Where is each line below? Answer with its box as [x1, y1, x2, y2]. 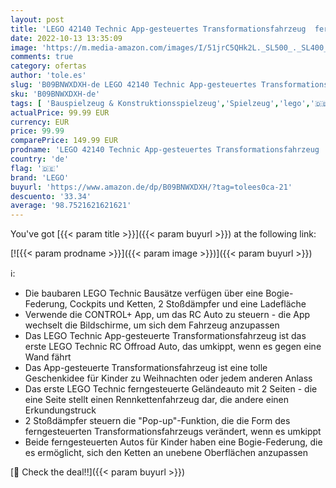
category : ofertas [10, 61, 87, 71]
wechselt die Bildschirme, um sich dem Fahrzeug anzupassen [24, 319, 280, 331]
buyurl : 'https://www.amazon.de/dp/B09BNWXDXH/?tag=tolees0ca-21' [10, 182, 293, 192]
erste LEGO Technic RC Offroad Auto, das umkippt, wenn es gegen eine [24, 341, 322, 353]
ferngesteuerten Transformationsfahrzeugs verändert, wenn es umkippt [24, 426, 322, 438]
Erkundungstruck [24, 404, 97, 416]
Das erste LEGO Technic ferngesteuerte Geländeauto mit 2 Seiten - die [24, 383, 318, 395]
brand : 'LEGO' [10, 172, 70, 183]
